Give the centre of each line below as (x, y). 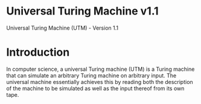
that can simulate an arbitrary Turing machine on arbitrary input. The (91, 75)
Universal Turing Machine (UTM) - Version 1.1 (62, 28)
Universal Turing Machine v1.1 (82, 11)
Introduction (38, 52)
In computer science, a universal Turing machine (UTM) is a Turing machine (101, 69)
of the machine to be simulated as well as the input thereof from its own (95, 88)
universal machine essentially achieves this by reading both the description (100, 82)
